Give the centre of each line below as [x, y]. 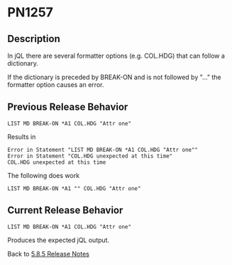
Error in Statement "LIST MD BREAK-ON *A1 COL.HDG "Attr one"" [103, 150]
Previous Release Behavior [68, 107]
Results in [22, 137]
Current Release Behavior [65, 211]
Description [34, 39]
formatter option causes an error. [56, 85]
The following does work [44, 175]
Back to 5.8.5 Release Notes [49, 254]
